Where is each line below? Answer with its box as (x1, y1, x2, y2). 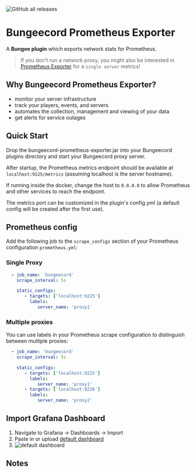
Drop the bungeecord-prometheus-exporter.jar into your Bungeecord (6, 146, 173, 153)
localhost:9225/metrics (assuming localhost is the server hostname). (6, 170, 173, 177)
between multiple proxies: (6, 337, 68, 344)
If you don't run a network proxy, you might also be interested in (20, 56, 175, 64)
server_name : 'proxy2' (37, 398, 93, 404)
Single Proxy (6, 259, 43, 267)
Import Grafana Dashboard (6, 414, 106, 423)
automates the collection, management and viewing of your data (14, 108, 170, 115)
